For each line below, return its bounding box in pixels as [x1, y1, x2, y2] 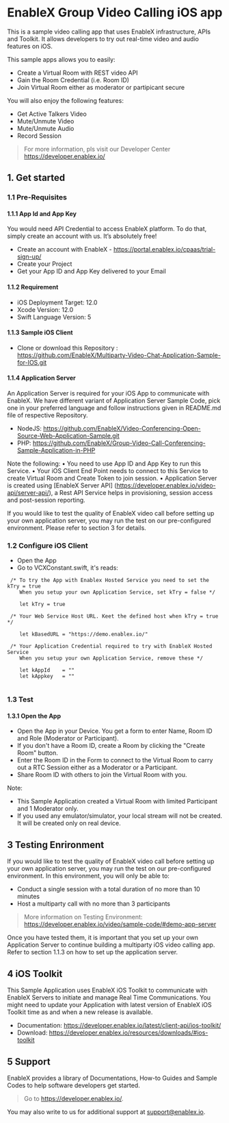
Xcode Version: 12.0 [16, 305, 74, 313]
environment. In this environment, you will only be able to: [7, 872, 170, 880]
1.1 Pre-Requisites [7, 193, 67, 202]
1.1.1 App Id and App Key [7, 209, 77, 217]
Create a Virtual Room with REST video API [16, 69, 138, 77]
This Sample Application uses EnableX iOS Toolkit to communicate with [7, 986, 208, 995]
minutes [16, 893, 40, 901]
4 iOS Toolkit [7, 968, 63, 980]
